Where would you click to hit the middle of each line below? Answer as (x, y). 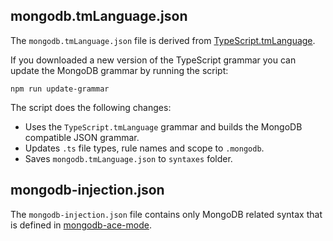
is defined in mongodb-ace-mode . (81, 225)
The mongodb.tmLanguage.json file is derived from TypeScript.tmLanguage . (163, 40)
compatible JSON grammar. (82, 137)
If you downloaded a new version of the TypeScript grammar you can (153, 60)
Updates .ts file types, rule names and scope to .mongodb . (144, 148)
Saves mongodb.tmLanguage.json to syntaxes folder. (128, 158)
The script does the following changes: (91, 107)
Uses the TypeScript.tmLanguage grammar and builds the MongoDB (163, 126)
